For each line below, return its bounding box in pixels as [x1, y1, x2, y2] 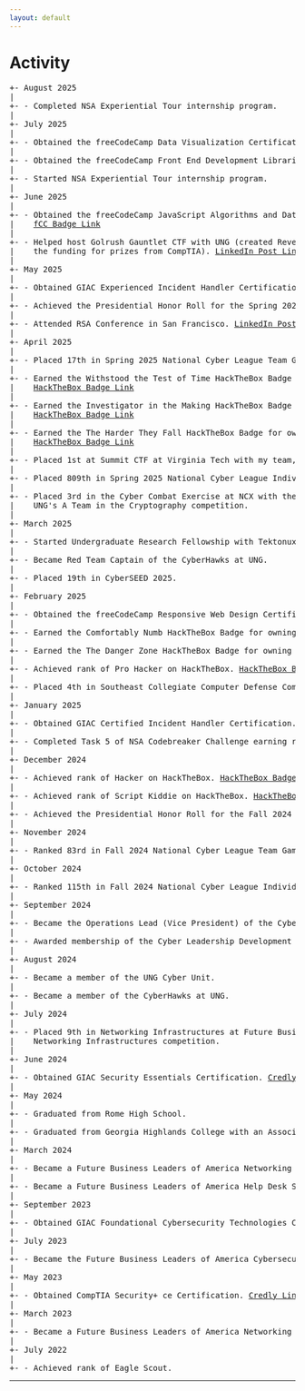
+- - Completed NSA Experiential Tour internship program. [9, 101, 279, 111]
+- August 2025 [9, 83, 77, 93]
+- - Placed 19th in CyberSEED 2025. [9, 573, 178, 583]
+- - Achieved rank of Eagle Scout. [9, 1363, 172, 1373]
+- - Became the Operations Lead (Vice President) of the [9, 918, 273, 928]
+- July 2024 [9, 1009, 68, 1019]
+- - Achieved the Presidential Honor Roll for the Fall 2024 [9, 809, 292, 819]
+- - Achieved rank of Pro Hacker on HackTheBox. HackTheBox [9, 664, 288, 674]
